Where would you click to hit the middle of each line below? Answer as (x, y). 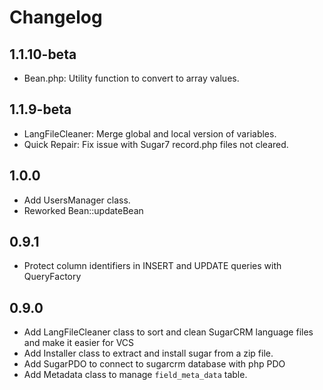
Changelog (56, 17)
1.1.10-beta (43, 54)
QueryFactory (52, 277)
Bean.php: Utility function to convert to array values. (131, 78)
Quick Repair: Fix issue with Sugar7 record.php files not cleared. (156, 144)
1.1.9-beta (40, 109)
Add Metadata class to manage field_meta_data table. (135, 375)
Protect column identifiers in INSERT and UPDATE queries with (152, 266)
